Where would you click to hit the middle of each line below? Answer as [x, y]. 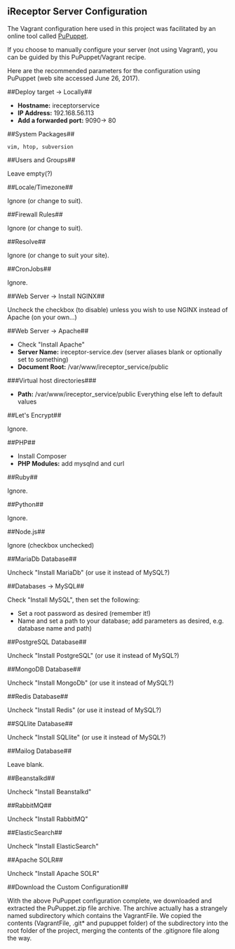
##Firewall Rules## [35, 214]
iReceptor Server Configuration [77, 12]
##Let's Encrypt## [34, 415]
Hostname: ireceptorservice [59, 105]
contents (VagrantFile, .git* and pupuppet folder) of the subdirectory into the [118, 923]
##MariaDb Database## [42, 559]
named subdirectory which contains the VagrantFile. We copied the [105, 915]
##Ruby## [22, 477]
